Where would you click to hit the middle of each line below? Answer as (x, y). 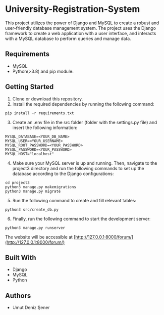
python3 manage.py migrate (33, 191)
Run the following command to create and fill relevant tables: (74, 200)
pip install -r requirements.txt (40, 113)
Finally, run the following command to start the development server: (82, 219)
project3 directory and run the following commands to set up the (78, 168)
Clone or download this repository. (48, 99)
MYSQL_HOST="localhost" (30, 154)
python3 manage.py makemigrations (41, 187)
